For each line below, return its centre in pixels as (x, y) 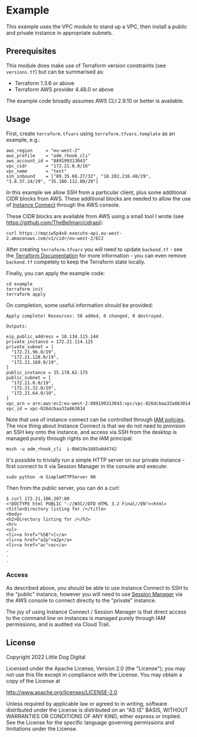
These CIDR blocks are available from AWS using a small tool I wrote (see (95, 216)
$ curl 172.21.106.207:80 (38, 498)
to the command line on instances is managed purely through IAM (86, 618)
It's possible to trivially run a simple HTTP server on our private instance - (96, 460)
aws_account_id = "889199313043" (47, 161)
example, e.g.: (23, 139)
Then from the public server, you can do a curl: (63, 488)
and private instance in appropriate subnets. (60, 32)
